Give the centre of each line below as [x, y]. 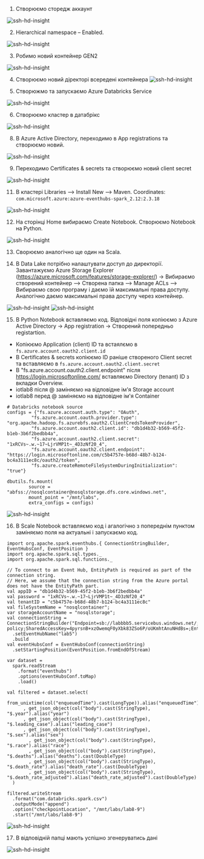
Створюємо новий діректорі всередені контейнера [82, 79]
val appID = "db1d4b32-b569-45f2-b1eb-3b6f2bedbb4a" [75, 592]
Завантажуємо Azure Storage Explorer [65, 270]
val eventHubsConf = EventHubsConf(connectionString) [76, 644]
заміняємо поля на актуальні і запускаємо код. [77, 532]
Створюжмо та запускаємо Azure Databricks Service [84, 91]
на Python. [29, 228]
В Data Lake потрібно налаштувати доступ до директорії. [89, 264]
